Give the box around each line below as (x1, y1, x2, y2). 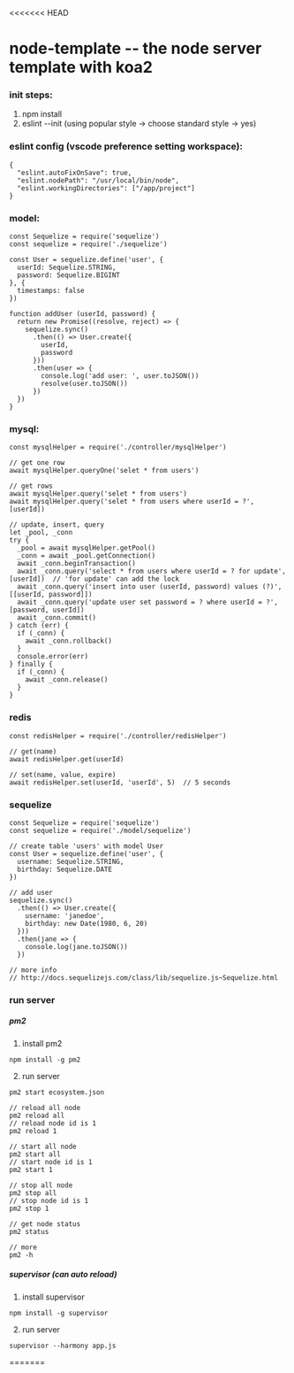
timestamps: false (17, 287, 86, 296)
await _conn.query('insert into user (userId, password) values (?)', (17, 582, 283, 591)
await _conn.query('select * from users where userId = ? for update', (17, 567, 287, 576)
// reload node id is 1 (9, 1119, 97, 1128)
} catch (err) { (9, 621, 69, 630)
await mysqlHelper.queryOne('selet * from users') (9, 467, 200, 475)
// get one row (9, 459, 65, 467)
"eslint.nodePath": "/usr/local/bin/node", (17, 176, 179, 185)
